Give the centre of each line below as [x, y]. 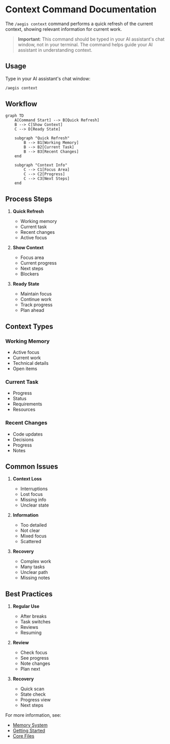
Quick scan [32, 689]
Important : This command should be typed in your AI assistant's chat [91, 39]
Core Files [24, 736]
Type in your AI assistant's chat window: [48, 79]
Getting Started [29, 731]
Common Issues [32, 466]
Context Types [29, 327]
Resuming [31, 633]
